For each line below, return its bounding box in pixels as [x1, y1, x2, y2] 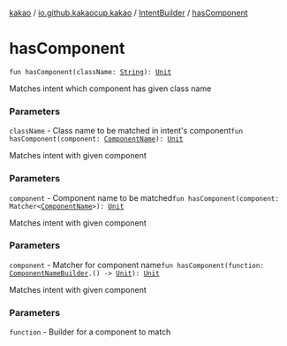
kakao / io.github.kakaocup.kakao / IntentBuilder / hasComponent [9, 8, 249, 18]
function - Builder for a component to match [9, 327, 171, 337]
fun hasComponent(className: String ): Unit [9, 67, 172, 76]
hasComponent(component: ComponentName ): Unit [9, 135, 184, 144]
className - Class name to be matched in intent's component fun [9, 126, 244, 136]
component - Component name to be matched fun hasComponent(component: [9, 192, 280, 203]
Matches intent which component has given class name [9, 83, 212, 94]
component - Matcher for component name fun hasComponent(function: [9, 259, 265, 270]
